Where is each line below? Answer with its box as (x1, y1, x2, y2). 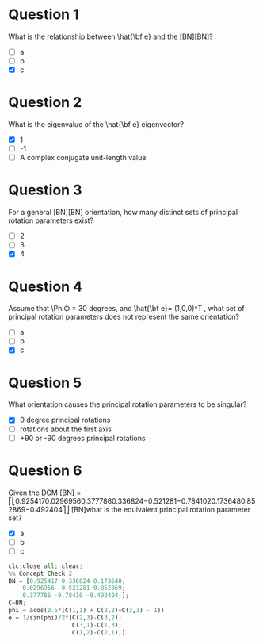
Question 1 (8, 6, 79, 24)
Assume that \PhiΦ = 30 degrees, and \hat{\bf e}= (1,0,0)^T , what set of (8, 304, 246, 313)
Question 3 (8, 181, 82, 199)
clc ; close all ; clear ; (8, 562, 83, 570)
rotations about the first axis (19, 424, 112, 434)
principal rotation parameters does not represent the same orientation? (8, 312, 240, 322)
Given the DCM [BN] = (8, 488, 82, 497)
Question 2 (8, 94, 82, 112)
